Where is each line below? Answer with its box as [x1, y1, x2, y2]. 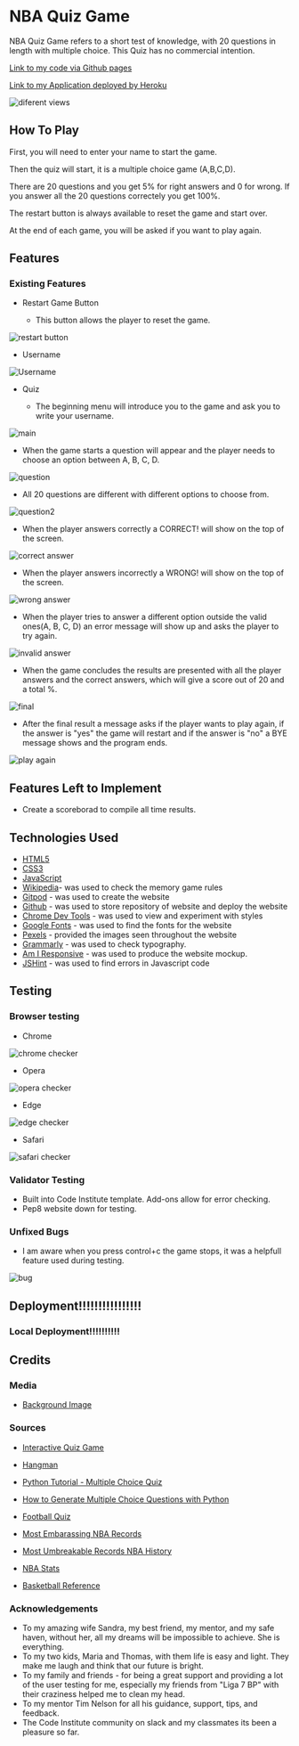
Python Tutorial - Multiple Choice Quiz [21, 1476, 163, 1487]
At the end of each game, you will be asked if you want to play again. [9, 224, 263, 235]
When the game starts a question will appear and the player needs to [21, 445, 276, 456]
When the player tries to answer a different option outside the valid [21, 612, 267, 623]
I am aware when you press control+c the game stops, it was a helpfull [21, 1245, 282, 1257]
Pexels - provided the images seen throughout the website [21, 929, 238, 941]
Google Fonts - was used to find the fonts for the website [21, 920, 232, 931]
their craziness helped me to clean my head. [21, 1688, 185, 1699]
